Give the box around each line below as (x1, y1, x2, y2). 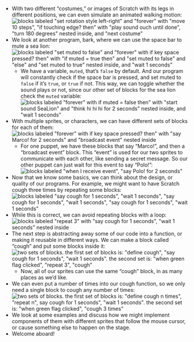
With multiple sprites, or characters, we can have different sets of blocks (11, 118, 188, 124)
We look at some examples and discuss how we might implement (11, 311, 170, 318)
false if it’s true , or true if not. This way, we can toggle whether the (20, 80, 185, 87)
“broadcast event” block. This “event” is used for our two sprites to (20, 149, 183, 155)
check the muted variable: (20, 92, 82, 99)
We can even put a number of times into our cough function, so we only (11, 280, 186, 287)
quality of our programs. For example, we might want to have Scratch (11, 180, 180, 187)
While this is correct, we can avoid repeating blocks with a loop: (11, 211, 167, 218)
